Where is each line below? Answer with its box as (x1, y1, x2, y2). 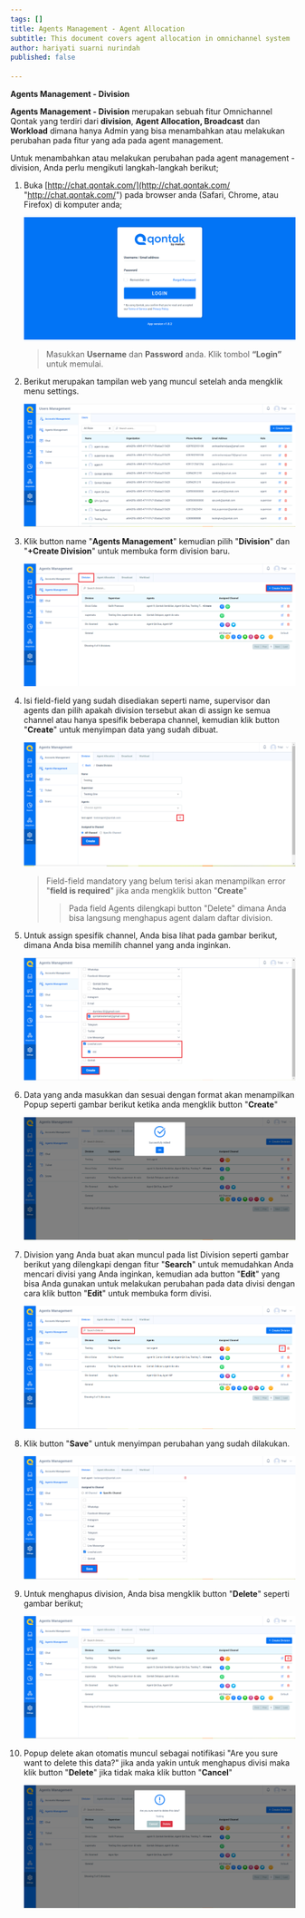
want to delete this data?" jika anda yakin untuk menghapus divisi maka (23, 1757, 291, 1768)
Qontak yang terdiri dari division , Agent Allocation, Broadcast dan (10, 116, 261, 126)
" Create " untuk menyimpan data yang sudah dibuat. (23, 724, 219, 735)
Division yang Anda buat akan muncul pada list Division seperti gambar (23, 1249, 289, 1260)
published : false (10, 53, 76, 63)
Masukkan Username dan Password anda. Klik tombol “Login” (45, 349, 282, 360)
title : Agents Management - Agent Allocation (10, 24, 185, 34)
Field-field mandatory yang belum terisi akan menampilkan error (45, 876, 286, 886)
